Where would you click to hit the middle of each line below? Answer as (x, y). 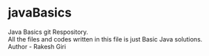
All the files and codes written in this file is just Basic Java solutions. (105, 39)
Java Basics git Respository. (48, 32)
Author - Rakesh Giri (37, 46)
